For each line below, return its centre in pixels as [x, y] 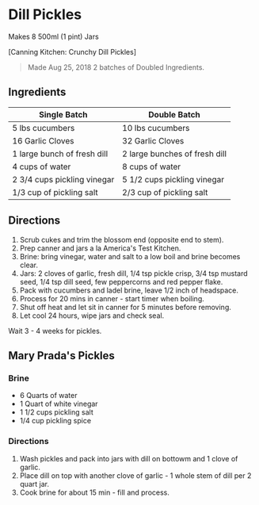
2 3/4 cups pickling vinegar [63, 179]
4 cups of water [42, 166]
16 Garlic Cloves [43, 140]
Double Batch [174, 114]
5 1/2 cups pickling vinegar [173, 179]
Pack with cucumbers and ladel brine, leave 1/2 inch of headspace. [129, 290]
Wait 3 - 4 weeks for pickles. [55, 331]
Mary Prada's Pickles [61, 356]
